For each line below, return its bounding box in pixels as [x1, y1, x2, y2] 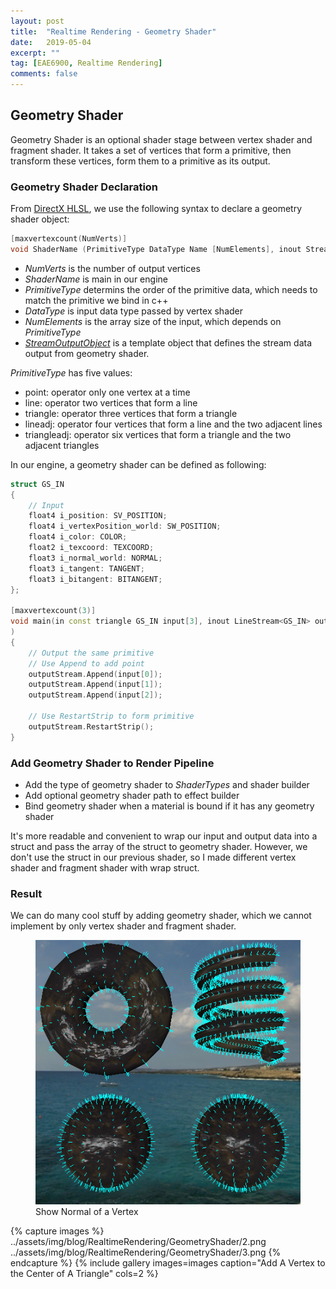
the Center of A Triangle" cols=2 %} [10, 1267, 159, 1279]
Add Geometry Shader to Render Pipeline [10, 756, 215, 770]
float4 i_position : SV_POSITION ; [28, 511, 168, 521]
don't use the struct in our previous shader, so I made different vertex [10, 851, 297, 864]
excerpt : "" [10, 48, 60, 58]
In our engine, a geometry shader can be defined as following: [10, 458, 267, 470]
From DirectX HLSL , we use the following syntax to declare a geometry [10, 203, 303, 215]
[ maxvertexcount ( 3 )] [10, 606, 97, 616]
